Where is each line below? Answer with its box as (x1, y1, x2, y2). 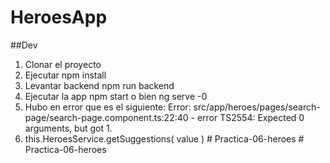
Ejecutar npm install (24, 69, 107, 81)
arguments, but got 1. (24, 122, 113, 134)
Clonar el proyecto (24, 58, 102, 70)
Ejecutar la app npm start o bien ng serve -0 (24, 90, 208, 102)
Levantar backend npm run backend (24, 79, 175, 91)
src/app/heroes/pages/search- (193, 101, 321, 113)
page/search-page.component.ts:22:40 (24, 111, 189, 123)
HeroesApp (10, 6, 108, 29)
